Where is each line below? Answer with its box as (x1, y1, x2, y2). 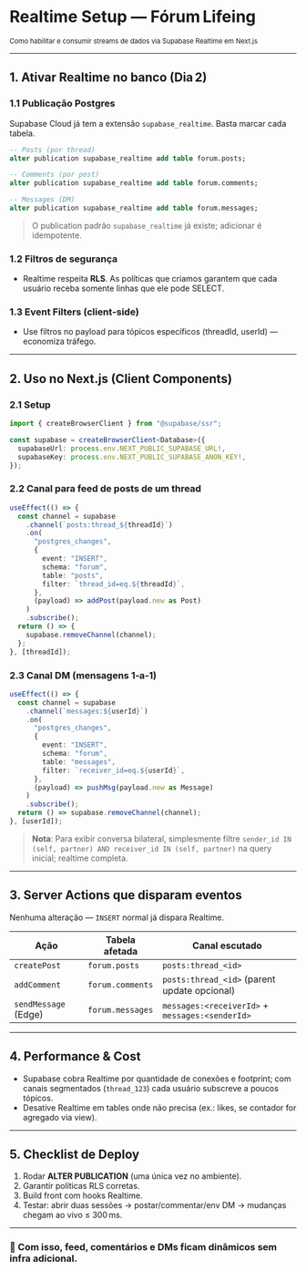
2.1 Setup (9, 398, 52, 411)
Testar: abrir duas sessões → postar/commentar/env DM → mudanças (22, 1200, 287, 1211)
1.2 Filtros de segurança (9, 253, 118, 265)
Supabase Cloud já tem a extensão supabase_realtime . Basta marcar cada (9, 118, 287, 129)
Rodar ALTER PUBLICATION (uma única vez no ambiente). (22, 1171, 242, 1182)
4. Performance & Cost (9, 1049, 141, 1064)
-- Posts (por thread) (9, 145, 96, 154)
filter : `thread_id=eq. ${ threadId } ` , (42, 579, 185, 589)
